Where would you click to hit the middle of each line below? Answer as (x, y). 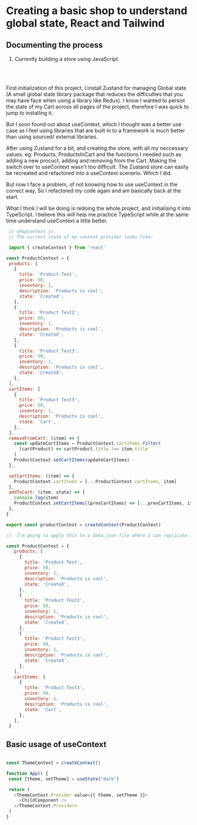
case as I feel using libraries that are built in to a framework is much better (96, 131)
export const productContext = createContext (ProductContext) (84, 525)
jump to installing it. (30, 113)
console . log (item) (36, 498)
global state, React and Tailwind (86, 23)
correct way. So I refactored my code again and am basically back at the (94, 191)
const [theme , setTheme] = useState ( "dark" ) (64, 779)
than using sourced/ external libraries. (52, 137)
